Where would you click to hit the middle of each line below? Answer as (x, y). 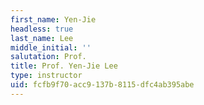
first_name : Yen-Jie (53, 19)
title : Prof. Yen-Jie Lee (64, 66)
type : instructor (46, 76)
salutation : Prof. (48, 57)
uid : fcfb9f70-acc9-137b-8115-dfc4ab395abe (102, 85)
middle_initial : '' (51, 47)
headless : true (42, 29)
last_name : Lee (42, 38)
